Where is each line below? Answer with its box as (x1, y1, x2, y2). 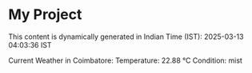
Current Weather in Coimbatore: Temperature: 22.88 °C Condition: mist (8, 56, 242, 65)
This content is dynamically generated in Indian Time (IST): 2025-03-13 (8, 32, 244, 41)
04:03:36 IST (8, 40, 52, 49)
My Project (8, 6, 82, 24)
